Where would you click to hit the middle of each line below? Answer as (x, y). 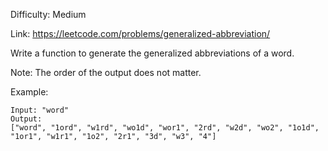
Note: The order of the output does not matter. (106, 72)
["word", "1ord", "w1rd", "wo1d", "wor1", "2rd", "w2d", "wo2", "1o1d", (165, 128)
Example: (29, 92)
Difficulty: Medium (48, 14)
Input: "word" (40, 110)
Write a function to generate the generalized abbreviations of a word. (152, 53)
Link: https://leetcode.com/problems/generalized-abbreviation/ (140, 33)
